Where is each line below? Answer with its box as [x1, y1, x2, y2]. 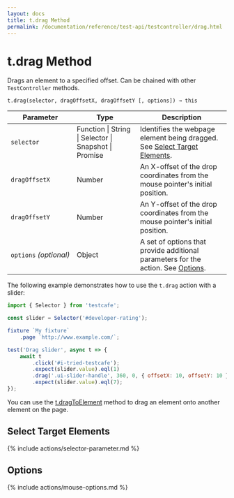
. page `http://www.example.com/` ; [19, 333, 120, 341]
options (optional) [10, 250, 70, 260]
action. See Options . [139, 263, 206, 273]
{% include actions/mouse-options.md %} [7, 483, 129, 491]
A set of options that [139, 237, 207, 247]
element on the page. [7, 405, 68, 413]
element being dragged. [139, 133, 219, 143]
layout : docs [7, 10, 45, 17]
